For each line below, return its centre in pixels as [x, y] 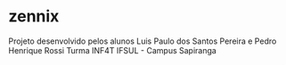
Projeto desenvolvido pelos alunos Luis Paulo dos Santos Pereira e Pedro [143, 41]
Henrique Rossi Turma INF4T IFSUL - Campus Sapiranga [113, 50]
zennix [34, 16]
